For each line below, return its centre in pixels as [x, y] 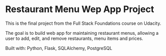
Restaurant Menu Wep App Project [80, 9]
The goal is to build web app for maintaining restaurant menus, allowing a [82, 33]
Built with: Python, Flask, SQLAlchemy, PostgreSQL [59, 48]
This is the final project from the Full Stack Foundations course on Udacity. [83, 23]
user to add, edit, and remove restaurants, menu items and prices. [74, 38]
